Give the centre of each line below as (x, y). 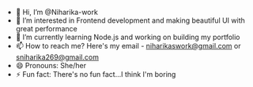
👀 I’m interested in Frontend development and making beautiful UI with (130, 20)
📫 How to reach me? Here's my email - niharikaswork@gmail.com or (128, 46)
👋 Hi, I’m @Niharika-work (57, 12)
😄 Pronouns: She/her (51, 65)
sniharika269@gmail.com (57, 57)
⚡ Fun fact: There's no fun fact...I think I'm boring (96, 74)
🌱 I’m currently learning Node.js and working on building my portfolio (128, 37)
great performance (46, 29)
